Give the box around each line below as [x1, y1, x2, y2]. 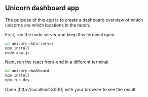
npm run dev [5, 78, 30, 83]
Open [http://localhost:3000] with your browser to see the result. [5, 87, 137, 93]
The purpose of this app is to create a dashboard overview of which [5, 17, 143, 23]
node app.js [5, 50, 30, 55]
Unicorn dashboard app [5, 4, 79, 12]
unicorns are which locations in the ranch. [5, 22, 90, 28]
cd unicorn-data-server [5, 41, 54, 46]
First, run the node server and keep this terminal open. [5, 31, 116, 37]
